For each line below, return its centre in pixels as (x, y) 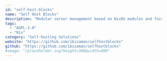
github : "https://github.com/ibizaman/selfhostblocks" (63, 46)
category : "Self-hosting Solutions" (43, 37)
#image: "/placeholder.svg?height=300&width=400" (58, 51)
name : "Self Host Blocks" (32, 14)
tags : (11, 23)
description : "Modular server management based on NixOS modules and (79, 19)
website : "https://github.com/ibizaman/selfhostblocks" (64, 42)
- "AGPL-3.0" (23, 28)
